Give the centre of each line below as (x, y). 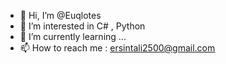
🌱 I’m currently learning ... (73, 36)
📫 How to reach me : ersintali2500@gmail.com (117, 48)
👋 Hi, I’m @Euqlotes (60, 15)
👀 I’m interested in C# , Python (82, 26)
